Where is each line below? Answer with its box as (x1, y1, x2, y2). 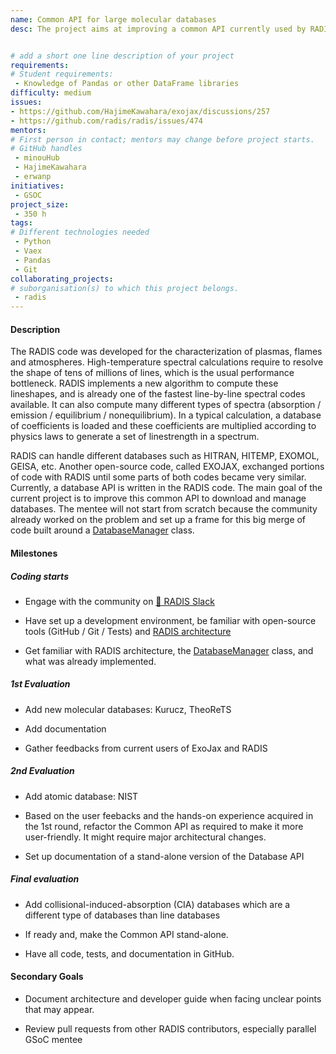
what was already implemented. (24, 655, 157, 667)
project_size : (10, 199, 70, 210)
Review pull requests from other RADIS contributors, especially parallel (24, 1023, 317, 1035)
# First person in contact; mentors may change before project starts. (10, 134, 315, 145)
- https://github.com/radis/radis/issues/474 (10, 116, 203, 126)
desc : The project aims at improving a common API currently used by (10, 24, 307, 34)
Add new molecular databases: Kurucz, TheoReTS (24, 703, 232, 715)
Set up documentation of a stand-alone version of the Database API (24, 850, 305, 862)
